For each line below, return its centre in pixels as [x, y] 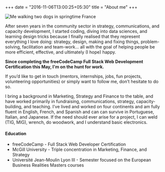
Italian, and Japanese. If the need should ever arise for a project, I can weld [82, 117]
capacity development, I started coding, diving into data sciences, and [76, 31]
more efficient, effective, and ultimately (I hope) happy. [61, 52]
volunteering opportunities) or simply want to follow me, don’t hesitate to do [82, 81]
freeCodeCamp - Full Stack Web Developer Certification [69, 145]
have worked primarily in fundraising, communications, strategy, [70, 101]
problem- [150, 42]
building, [14, 107]
